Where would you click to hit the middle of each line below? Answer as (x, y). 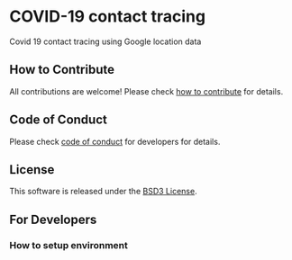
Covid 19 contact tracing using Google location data (105, 41)
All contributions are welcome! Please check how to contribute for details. (146, 91)
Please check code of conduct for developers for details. (115, 141)
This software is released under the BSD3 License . (103, 192)
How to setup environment (69, 245)
